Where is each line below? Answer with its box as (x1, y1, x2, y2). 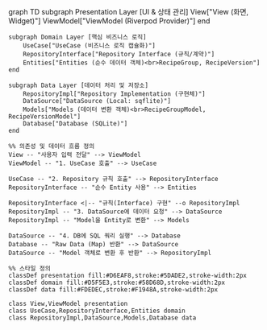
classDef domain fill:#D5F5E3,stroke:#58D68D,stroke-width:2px (8, 278, 226, 287)
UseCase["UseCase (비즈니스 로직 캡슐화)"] (23, 42, 156, 50)
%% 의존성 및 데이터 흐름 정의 (8, 142, 95, 151)
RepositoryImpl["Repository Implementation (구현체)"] (23, 90, 206, 98)
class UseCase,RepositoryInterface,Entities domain (8, 307, 186, 315)
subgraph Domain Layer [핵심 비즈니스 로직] (8, 33, 147, 41)
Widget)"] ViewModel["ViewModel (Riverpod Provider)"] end (8, 16, 211, 26)
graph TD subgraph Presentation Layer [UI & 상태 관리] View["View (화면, (8, 7, 248, 16)
